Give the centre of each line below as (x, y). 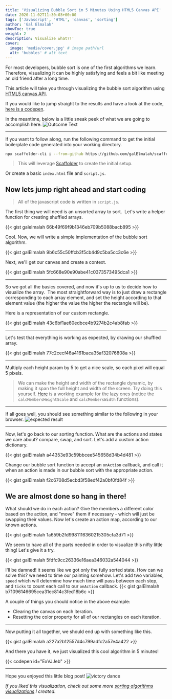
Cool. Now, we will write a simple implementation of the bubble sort (76, 237)
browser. (15, 419)
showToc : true (20, 29)
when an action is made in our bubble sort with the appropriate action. (79, 470)
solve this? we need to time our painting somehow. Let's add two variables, (84, 575)
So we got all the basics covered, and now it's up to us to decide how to (81, 287)
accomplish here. (24, 124)
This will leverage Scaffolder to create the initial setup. (75, 164)
